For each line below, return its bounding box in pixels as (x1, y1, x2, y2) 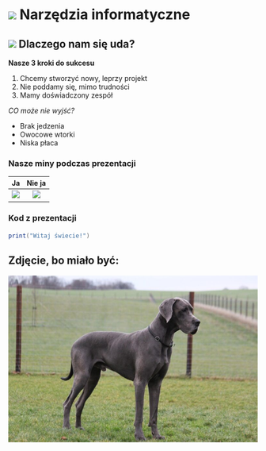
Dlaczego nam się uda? (18, 37, 135, 51)
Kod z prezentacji (8, 213, 77, 224)
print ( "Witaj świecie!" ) (8, 232, 90, 240)
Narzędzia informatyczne (19, 6, 191, 24)
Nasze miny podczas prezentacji (8, 157, 136, 168)
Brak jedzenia (19, 121, 65, 130)
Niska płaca (19, 138, 59, 148)
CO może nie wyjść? (8, 106, 75, 115)
